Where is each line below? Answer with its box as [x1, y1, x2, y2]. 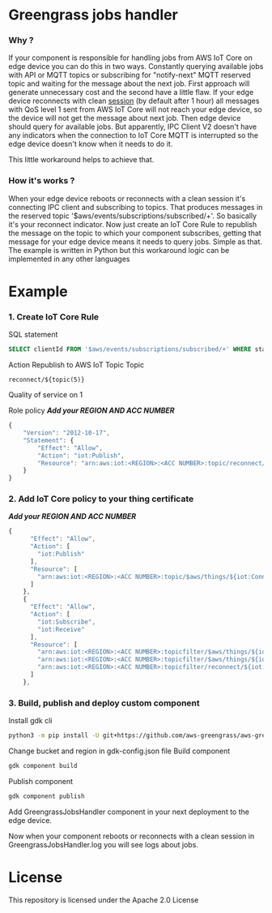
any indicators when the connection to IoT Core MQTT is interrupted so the [8, 131, 259, 140]
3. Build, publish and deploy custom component [8, 697, 200, 709]
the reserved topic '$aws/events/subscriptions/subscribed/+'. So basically [8, 211, 257, 221]
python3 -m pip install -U [8, 731, 100, 739]
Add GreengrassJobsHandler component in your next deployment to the [8, 807, 249, 817]
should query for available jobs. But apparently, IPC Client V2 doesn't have [8, 122, 257, 131]
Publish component [8, 776, 74, 786]
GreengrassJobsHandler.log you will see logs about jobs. [8, 839, 198, 849]
